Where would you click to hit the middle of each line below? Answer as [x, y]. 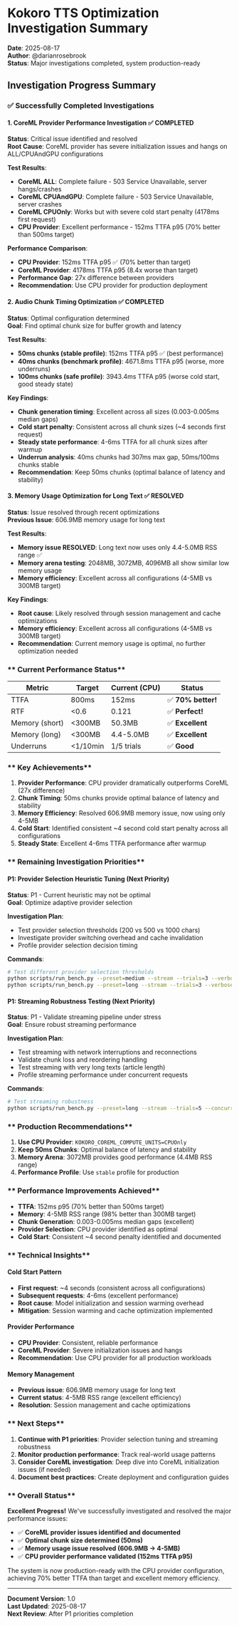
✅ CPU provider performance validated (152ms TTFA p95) [105, 1556]
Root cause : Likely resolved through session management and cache [119, 613]
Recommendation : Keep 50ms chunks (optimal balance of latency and [121, 472]
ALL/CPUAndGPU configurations [55, 154]
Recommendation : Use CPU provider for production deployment [112, 286]
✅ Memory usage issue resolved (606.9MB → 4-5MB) [99, 1548]
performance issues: [38, 1518]
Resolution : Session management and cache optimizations [104, 1405]
